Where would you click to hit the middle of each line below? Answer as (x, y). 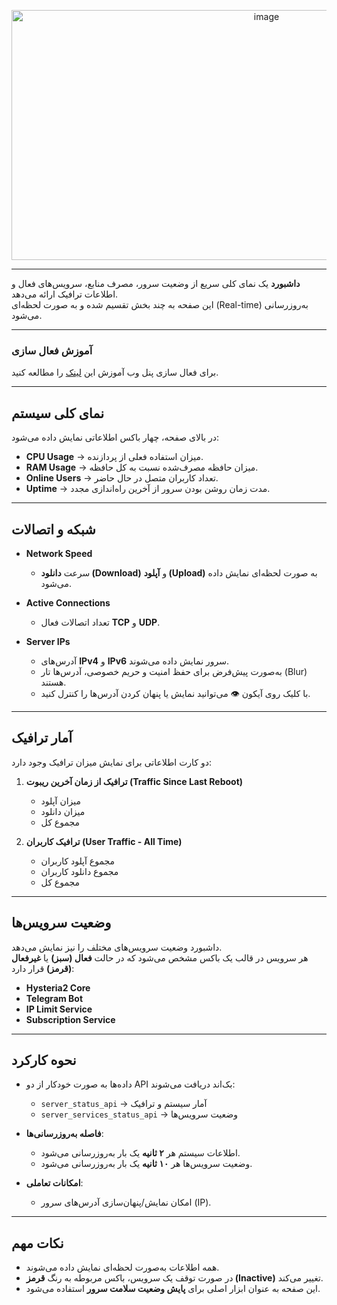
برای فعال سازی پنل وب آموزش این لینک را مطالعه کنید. (115, 372)
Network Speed (59, 553)
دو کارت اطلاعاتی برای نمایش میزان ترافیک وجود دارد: (112, 762)
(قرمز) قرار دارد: (43, 968)
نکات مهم (37, 1243)
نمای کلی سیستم (58, 413)
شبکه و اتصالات (53, 529)
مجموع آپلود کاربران (78, 861)
